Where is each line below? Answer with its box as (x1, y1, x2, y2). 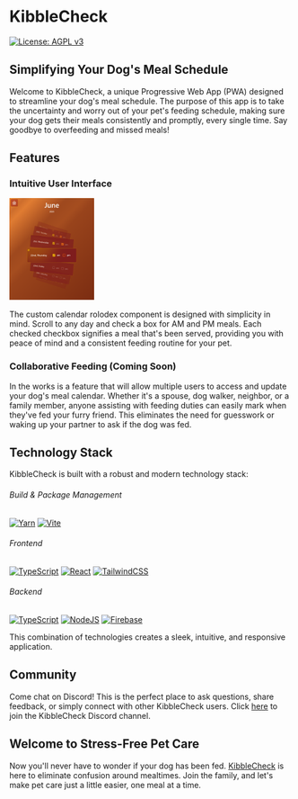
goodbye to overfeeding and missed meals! (9, 124, 170, 135)
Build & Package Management (9, 489, 123, 500)
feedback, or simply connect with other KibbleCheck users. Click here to (9, 700, 278, 712)
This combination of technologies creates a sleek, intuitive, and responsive (9, 632, 285, 642)
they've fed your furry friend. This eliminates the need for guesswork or (9, 409, 275, 420)
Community (9, 668, 77, 683)
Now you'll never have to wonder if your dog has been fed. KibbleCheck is (9, 760, 285, 771)
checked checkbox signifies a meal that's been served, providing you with (9, 328, 285, 339)
